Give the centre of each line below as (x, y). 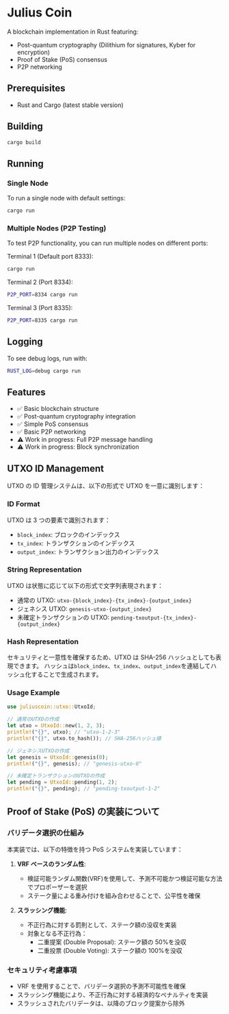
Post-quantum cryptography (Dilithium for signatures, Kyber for (106, 45)
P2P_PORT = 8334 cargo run (42, 295)
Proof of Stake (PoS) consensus (62, 59)
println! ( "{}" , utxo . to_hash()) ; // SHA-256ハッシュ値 (84, 738)
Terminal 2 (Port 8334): (40, 282)
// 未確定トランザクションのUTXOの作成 (56, 776)
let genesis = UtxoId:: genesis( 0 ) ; (58, 757)
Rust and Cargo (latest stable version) (70, 105)
